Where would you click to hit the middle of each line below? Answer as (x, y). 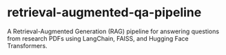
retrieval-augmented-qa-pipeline (104, 13)
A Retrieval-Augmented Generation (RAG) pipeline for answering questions (113, 31)
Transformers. (27, 45)
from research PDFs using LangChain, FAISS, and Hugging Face (98, 38)
